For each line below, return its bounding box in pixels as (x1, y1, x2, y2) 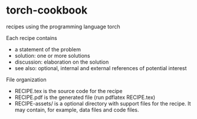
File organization (6, 76, 47, 83)
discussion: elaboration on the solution (14, 58, 109, 65)
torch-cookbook (6, 4, 88, 17)
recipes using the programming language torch (6, 23, 120, 30)
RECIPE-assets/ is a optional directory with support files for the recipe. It (14, 100, 191, 107)
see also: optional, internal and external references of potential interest (14, 64, 187, 71)
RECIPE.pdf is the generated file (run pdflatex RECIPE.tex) (14, 94, 156, 101)
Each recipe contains (6, 34, 57, 41)
